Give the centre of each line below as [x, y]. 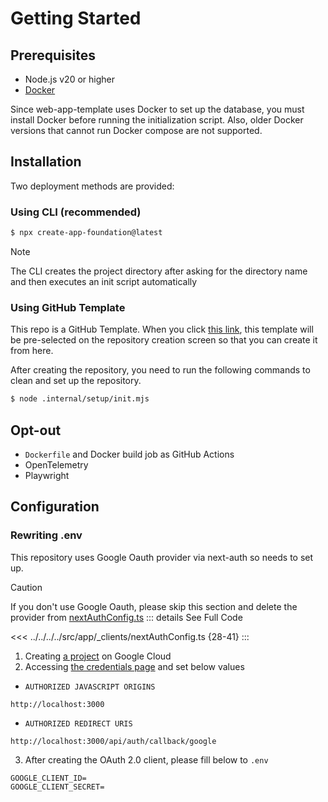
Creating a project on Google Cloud [98, 656]
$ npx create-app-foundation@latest [86, 233]
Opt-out [36, 430]
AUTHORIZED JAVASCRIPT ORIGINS [90, 687]
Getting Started [76, 18]
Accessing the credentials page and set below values [134, 666]
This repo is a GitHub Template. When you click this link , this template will [162, 329]
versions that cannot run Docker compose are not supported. [136, 130]
